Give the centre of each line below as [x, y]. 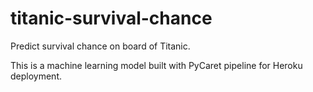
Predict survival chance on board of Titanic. [100, 46]
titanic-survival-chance [111, 18]
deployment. [36, 76]
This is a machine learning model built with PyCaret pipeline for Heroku [156, 65]
